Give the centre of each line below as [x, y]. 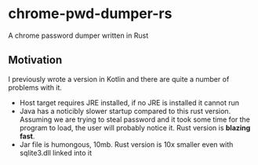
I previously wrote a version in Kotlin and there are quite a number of [119, 79]
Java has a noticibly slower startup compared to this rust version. [125, 111]
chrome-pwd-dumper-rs [90, 14]
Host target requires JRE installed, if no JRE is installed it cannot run [129, 102]
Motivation [35, 60]
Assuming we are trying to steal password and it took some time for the [135, 119]
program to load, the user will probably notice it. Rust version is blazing [135, 127]
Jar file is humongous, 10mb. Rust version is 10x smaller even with [126, 144]
